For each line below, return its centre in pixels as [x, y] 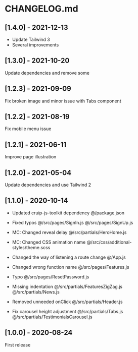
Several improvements [35, 45]
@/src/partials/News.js [36, 292]
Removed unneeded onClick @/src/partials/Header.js [67, 302]
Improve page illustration [31, 157]
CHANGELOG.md [42, 9]
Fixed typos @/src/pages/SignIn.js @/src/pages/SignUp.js [73, 222]
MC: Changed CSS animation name [49, 242]
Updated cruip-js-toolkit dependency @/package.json [68, 213]
